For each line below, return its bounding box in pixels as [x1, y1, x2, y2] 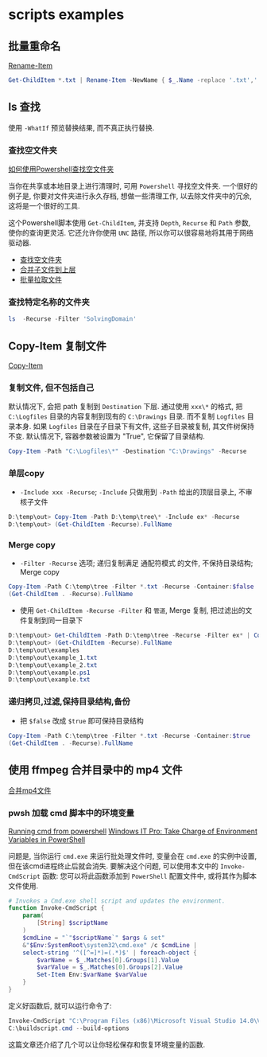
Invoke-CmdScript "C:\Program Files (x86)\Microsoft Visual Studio [8, 1016, 237, 1024]
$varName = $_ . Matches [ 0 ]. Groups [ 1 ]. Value [37, 956, 180, 964]
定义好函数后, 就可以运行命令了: [8, 1000, 113, 1010]
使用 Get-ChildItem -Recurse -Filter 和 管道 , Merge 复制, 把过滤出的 [19, 606, 246, 615]
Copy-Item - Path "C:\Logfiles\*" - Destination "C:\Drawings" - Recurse [8, 447, 247, 455]
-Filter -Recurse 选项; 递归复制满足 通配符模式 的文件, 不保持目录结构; [19, 559, 253, 568]
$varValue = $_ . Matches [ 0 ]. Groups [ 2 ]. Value [37, 963, 183, 972]
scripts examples [8, 6, 125, 24]
